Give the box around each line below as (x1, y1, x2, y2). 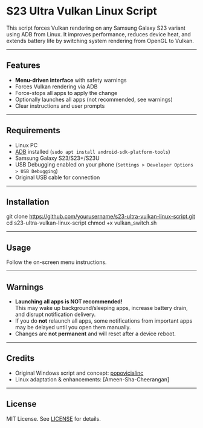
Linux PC (14, 141, 38, 149)
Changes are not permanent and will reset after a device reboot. (14, 330, 176, 337)
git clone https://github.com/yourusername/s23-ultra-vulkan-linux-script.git (6, 213, 195, 220)
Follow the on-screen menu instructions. (6, 258, 107, 266)
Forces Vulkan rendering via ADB (14, 83, 98, 90)
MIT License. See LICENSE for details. (6, 415, 101, 422)
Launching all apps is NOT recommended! (14, 298, 123, 305)
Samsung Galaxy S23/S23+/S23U (14, 154, 100, 162)
